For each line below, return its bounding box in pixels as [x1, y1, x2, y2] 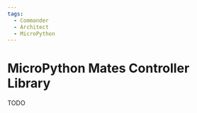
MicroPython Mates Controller [7, 61, 190, 76]
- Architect [13, 23, 50, 30]
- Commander [13, 17, 50, 24]
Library [7, 76, 51, 92]
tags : [7, 10, 23, 18]
